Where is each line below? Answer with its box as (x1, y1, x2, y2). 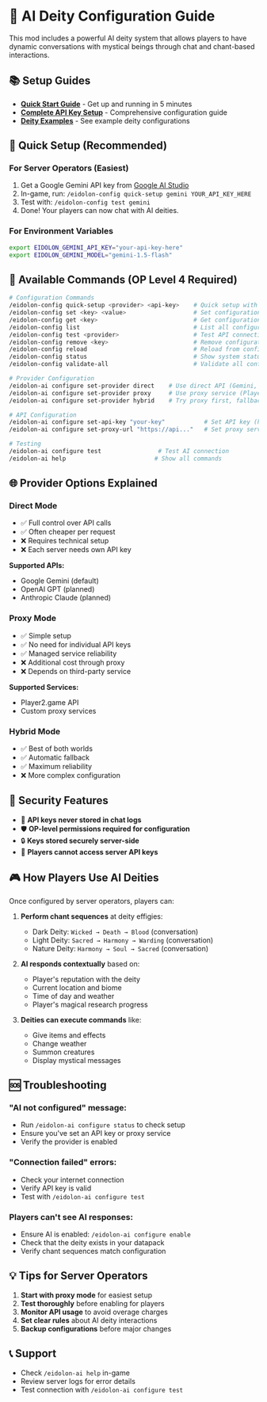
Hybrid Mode (9, 726, 61, 737)
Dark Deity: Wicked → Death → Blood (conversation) (32, 927, 199, 936)
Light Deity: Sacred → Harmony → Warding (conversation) (32, 935, 214, 945)
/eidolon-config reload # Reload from (9, 345, 240, 353)
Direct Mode (9, 501, 58, 512)
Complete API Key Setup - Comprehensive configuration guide (20, 107, 228, 117)
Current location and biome (32, 982, 122, 992)
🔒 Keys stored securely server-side (20, 836, 139, 845)
